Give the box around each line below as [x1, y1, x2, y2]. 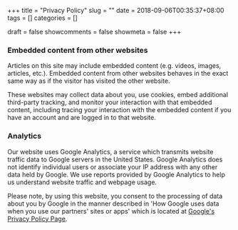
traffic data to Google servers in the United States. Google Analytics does [7, 155, 223, 164]
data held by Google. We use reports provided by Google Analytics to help [7, 170, 226, 179]
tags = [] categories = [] [7, 14, 78, 22]
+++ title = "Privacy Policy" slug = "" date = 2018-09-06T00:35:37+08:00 [7, 6, 224, 14]
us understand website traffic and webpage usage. [7, 178, 157, 186]
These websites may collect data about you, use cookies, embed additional [7, 91, 229, 99]
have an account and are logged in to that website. [7, 114, 157, 122]
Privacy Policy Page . [7, 214, 68, 223]
